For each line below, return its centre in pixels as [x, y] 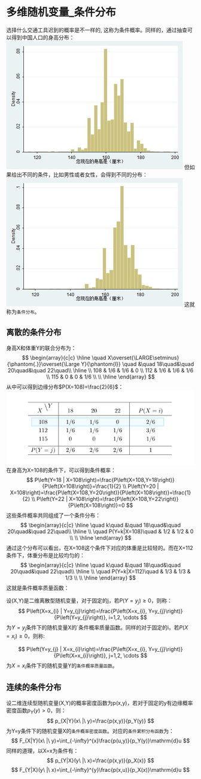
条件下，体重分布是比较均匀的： [45, 555]
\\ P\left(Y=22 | [50, 499]
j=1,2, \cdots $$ [128, 655]
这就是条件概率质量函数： [38, 588]
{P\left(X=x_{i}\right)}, [80, 655]
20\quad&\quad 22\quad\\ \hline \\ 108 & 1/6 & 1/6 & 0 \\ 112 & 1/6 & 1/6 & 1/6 [100, 370]
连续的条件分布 [34, 687]
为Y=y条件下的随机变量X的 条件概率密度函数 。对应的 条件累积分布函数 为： [90, 731]
